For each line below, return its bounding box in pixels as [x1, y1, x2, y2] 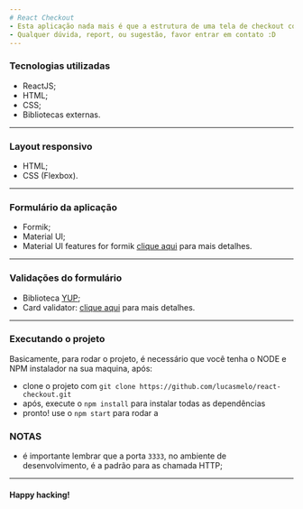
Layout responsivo [9, 140, 93, 153]
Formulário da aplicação [9, 200, 118, 213]
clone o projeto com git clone [22, 380, 136, 391]
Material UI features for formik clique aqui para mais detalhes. [22, 241, 252, 252]
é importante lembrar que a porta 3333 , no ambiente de [22, 450, 227, 461]
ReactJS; [22, 80, 57, 91]
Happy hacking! [9, 489, 70, 500]
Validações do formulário [9, 272, 123, 284]
